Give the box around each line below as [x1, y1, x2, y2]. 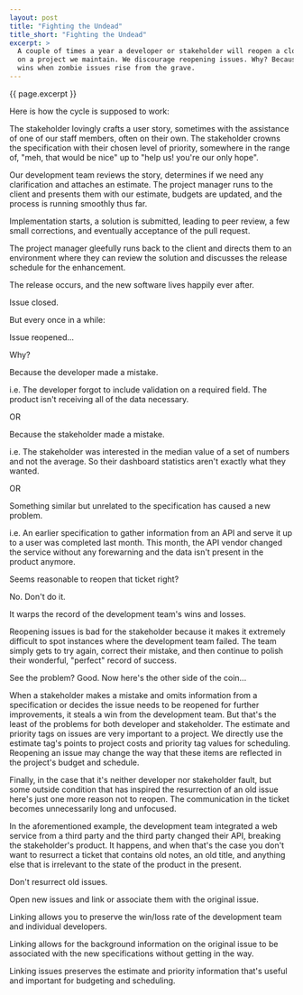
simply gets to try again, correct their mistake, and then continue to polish [9, 645, 284, 656]
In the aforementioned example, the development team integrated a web [9, 820, 278, 831]
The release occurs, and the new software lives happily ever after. [9, 279, 255, 290]
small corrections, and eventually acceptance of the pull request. [9, 225, 251, 235]
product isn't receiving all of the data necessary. [9, 393, 189, 404]
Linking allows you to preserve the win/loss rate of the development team [9, 911, 282, 922]
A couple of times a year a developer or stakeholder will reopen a [17, 47, 280, 56]
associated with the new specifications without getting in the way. [9, 948, 254, 959]
